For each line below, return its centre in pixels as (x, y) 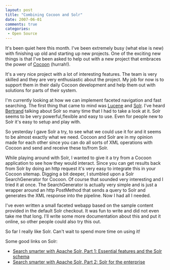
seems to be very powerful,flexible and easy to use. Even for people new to (84, 116)
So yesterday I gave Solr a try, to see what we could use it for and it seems (83, 132)
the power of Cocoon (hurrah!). (38, 64)
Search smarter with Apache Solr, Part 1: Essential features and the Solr (87, 251)
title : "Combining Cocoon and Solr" (44, 15)
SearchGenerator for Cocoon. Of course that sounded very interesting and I (84, 179)
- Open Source (22, 34)
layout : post (19, 10)
